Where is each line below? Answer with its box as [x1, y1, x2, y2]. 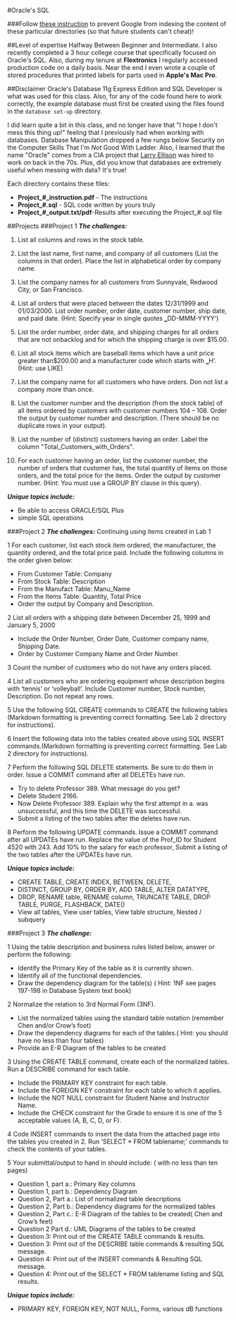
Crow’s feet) [17, 1218, 54, 1225]
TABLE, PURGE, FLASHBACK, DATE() [17, 900, 125, 908]
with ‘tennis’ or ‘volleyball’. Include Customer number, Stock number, [7, 684, 206, 693]
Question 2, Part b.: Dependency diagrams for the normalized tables [17, 1202, 216, 1211]
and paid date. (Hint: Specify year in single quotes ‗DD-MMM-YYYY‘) [17, 314, 219, 322]
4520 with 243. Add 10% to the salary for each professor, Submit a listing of [7, 843, 228, 851]
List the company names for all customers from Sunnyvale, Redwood [17, 278, 218, 286]
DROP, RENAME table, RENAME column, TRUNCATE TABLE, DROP [17, 893, 211, 901]
